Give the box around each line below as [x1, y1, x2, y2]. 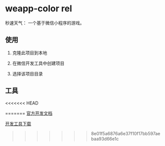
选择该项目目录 [12, 71, 43, 76]
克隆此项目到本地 [12, 50, 47, 56]
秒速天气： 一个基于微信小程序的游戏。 [5, 20, 84, 26]
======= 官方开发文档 [5, 110, 53, 116]
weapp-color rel [5, 3, 73, 14]
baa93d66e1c [91, 136, 119, 142]
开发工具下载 [5, 120, 31, 126]
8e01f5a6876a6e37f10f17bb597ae [91, 130, 161, 136]
